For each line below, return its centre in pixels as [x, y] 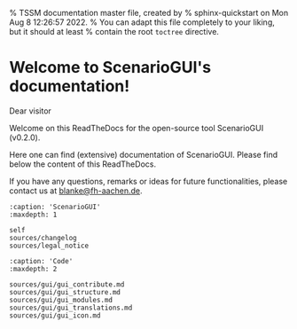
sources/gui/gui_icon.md [55, 315]
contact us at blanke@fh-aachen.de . [76, 191]
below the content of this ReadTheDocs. [83, 164]
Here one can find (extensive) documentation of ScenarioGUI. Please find [144, 154]
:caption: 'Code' [41, 261]
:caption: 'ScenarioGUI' [55, 207]
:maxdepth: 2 [33, 269]
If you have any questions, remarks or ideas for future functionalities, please [148, 181]
